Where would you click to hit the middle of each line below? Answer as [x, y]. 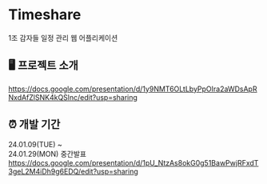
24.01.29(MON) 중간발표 [47, 154]
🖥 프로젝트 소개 [43, 66]
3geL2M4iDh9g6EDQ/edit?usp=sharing [73, 171]
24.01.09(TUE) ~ [35, 144]
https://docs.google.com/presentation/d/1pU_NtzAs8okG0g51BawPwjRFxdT [133, 162]
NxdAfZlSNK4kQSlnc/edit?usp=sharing [73, 97]
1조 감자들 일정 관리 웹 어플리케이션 [63, 38]
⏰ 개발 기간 [34, 124]
